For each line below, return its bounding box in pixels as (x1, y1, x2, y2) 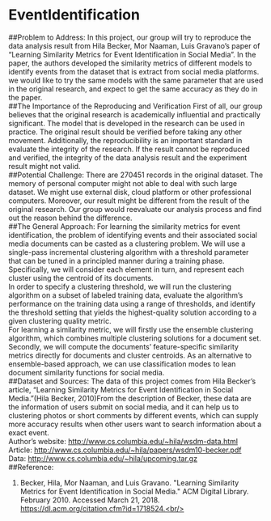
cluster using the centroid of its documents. (8, 273, 154, 282)
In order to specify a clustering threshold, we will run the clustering (8, 282, 232, 291)
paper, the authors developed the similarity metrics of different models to (8, 58, 252, 68)
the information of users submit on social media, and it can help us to (8, 402, 239, 412)
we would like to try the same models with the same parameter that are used (8, 75, 264, 85)
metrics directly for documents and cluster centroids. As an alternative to (8, 350, 252, 360)
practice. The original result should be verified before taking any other (8, 127, 243, 137)
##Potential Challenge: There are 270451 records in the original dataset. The (8, 170, 264, 180)
